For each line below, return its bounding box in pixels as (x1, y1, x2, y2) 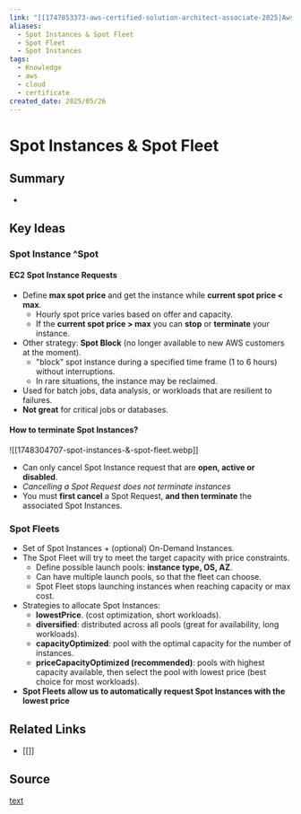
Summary (9, 171, 65, 186)
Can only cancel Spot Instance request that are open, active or (21, 462, 255, 473)
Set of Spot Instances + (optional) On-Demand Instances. (21, 543, 235, 554)
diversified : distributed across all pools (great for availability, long (35, 619, 279, 630)
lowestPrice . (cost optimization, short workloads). (35, 609, 221, 620)
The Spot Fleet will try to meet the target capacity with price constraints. (21, 553, 290, 564)
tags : (9, 55, 30, 64)
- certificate (17, 88, 70, 97)
